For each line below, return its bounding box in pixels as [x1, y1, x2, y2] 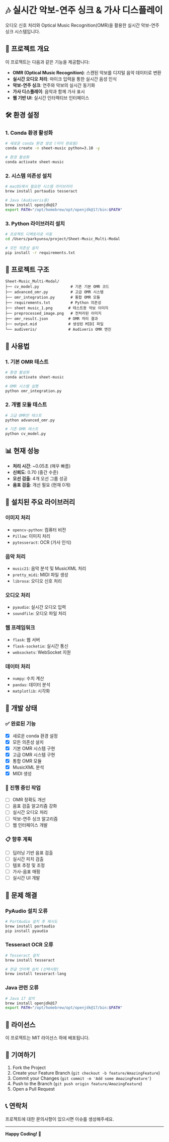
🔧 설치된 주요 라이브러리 [5, 498, 75, 507]
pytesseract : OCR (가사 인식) [12, 539, 72, 545]
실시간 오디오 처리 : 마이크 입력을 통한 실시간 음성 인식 [12, 76, 117, 82]
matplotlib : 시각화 [12, 688, 50, 694]
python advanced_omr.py [5, 418, 55, 423]
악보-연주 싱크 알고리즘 [12, 815, 58, 822]
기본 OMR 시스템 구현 [12, 745, 55, 751]
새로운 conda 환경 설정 [12, 732, 58, 739]
